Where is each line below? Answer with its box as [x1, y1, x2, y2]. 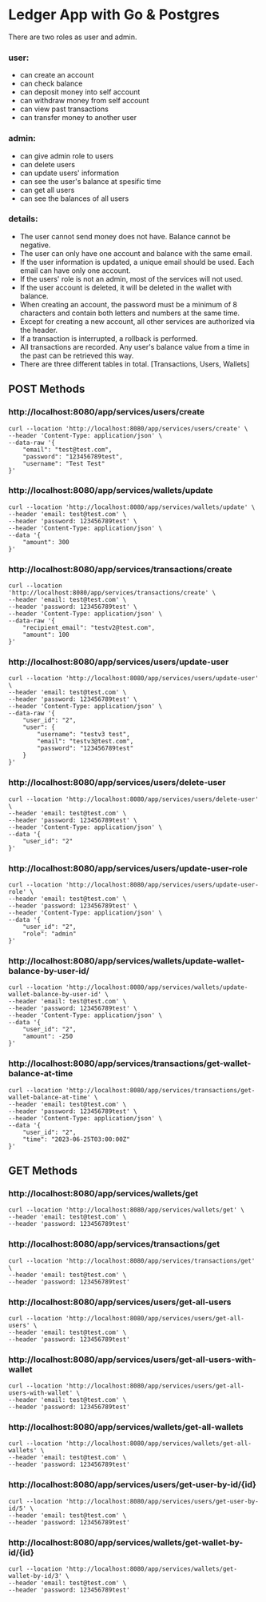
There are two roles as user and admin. [8, 32, 137, 42]
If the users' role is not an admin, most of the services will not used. [19, 274, 244, 283]
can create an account [19, 70, 94, 80]
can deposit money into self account [19, 87, 141, 97]
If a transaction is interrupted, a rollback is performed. [19, 334, 198, 343]
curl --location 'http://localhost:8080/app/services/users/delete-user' [8, 795, 260, 803]
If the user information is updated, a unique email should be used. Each [19, 257, 255, 266]
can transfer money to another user [19, 113, 137, 122]
